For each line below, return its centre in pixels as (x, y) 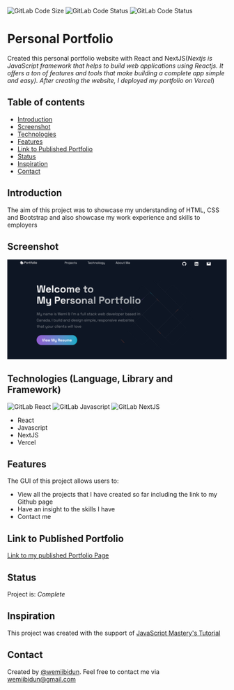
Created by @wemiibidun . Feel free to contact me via (84, 672)
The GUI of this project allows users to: (63, 481)
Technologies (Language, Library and (90, 379)
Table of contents (46, 102)
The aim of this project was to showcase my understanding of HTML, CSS (113, 210)
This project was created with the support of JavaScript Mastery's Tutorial (114, 633)
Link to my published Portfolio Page (58, 555)
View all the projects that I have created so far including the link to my (117, 495)
